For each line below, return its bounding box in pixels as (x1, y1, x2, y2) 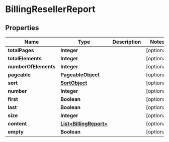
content (8, 120, 27, 127)
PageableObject (60, 71, 100, 78)
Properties (5, 24, 39, 32)
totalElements (8, 55, 42, 62)
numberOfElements (8, 63, 56, 70)
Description (112, 39, 141, 45)
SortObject (60, 79, 88, 86)
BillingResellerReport (5, 4, 96, 15)
